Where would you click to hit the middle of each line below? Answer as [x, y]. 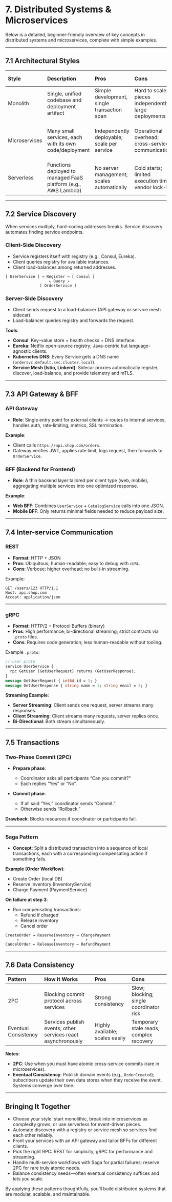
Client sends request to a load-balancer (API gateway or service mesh [87, 310]
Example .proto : [23, 652]
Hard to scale [150, 90]
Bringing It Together [38, 1106]
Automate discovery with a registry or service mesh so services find [85, 1130]
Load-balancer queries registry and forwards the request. [73, 320]
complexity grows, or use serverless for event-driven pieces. [77, 1124]
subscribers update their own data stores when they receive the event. [87, 1080]
